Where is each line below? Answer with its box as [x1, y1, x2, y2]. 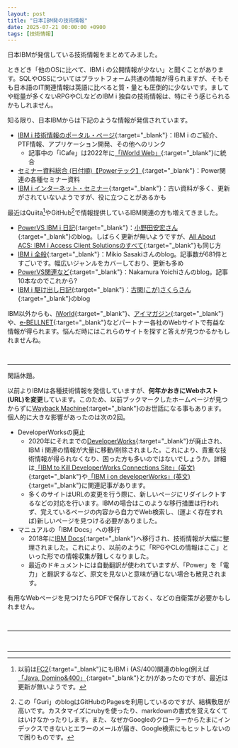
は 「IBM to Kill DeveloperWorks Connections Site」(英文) [28, 463, 195, 472]
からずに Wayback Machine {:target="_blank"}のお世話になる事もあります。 [7, 404, 225, 412]
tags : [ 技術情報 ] [7, 30, 55, 38]
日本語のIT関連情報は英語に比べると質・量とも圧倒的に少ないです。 [13, 83, 211, 92]
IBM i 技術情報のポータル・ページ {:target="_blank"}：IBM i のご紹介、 [17, 131, 222, 140]
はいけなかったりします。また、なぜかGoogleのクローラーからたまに [17, 715, 218, 723]
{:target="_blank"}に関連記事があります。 [28, 481, 149, 489]
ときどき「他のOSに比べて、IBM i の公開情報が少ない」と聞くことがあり [7, 65, 218, 74]
